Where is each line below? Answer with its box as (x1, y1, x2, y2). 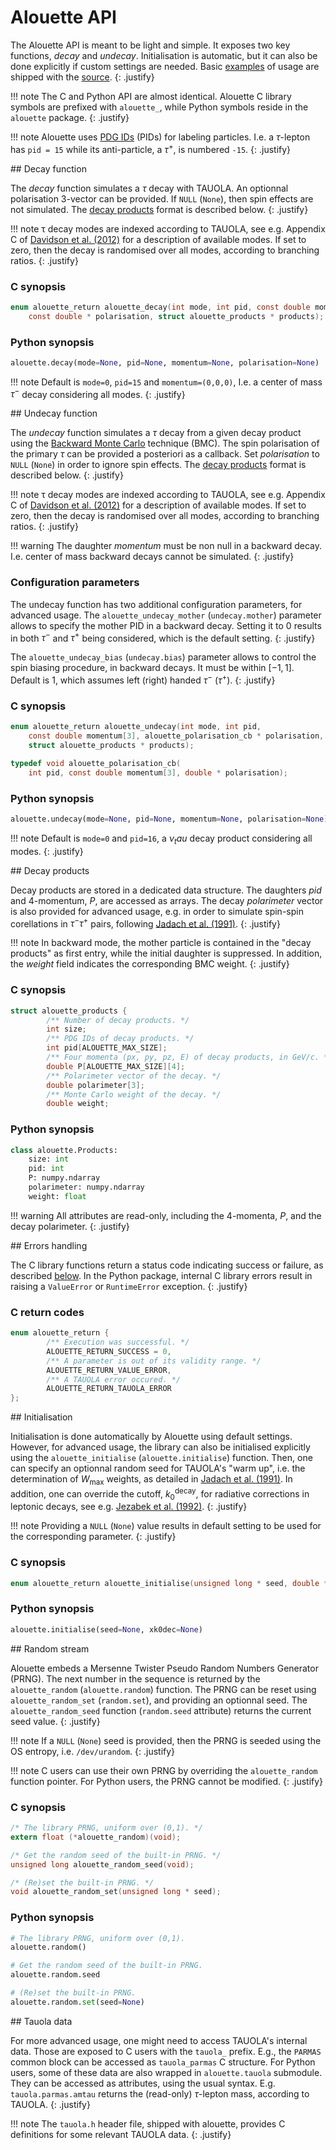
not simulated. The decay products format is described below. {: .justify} (10, 203, 309, 215)
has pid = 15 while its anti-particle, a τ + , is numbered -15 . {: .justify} (10, 141, 292, 155)
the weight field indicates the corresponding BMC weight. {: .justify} (10, 958, 290, 970)
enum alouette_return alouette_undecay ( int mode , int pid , (10, 722, 262, 732)
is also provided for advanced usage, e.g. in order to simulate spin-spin (10, 905, 304, 917)
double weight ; (46, 1099, 110, 1109)
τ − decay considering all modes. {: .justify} (10, 386, 186, 400)
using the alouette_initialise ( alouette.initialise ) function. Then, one (10, 1452, 313, 1464)
